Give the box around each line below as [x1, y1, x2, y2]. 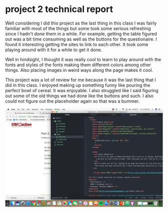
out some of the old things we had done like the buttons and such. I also [5, 93, 154, 99]
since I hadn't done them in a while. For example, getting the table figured [5, 31, 157, 37]
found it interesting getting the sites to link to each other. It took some [5, 41, 148, 47]
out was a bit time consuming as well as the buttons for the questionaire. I [5, 36, 157, 42]
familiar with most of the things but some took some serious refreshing [5, 25, 151, 31]
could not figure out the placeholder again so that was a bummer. [5, 98, 140, 104]
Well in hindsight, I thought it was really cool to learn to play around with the [5, 56, 161, 62]
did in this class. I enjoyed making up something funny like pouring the [5, 82, 150, 88]
